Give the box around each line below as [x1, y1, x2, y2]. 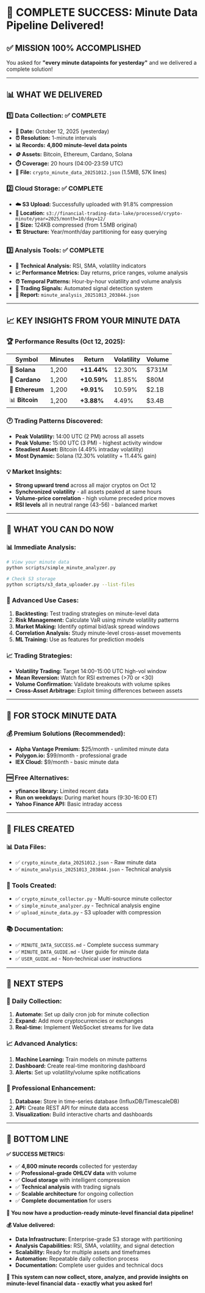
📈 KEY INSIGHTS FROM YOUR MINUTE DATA [6, 315, 181, 326]
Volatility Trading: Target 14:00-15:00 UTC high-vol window [15, 668, 167, 675]
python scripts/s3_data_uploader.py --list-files [6, 581, 135, 588]
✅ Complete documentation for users [15, 1196, 112, 1204]
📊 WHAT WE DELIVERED [6, 90, 103, 100]
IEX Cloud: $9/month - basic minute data [15, 759, 119, 766]
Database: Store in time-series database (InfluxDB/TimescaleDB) [15, 1098, 180, 1105]
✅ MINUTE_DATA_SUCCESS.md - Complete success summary [15, 941, 159, 949]
